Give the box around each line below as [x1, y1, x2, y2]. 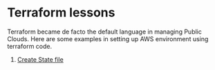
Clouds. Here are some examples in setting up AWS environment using [7, 34, 209, 43]
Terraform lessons [7, 5, 115, 21]
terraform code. [7, 42, 53, 50]
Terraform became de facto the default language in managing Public [7, 27, 202, 36]
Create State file [17, 55, 64, 63]
